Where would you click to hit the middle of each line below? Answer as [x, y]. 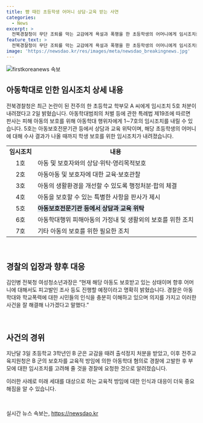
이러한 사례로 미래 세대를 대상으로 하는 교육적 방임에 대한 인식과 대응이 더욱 [95, 381]
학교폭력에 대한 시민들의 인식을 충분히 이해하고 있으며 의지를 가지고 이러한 [109, 297]
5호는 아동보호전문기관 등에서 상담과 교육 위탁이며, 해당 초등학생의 [102, 128]
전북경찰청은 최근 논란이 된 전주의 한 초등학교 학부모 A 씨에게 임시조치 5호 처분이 [101, 106]
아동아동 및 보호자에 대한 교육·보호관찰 [89, 174]
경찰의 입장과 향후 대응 [46, 266]
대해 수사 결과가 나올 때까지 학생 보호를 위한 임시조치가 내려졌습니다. [93, 136]
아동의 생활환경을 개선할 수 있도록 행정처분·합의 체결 [107, 186]
